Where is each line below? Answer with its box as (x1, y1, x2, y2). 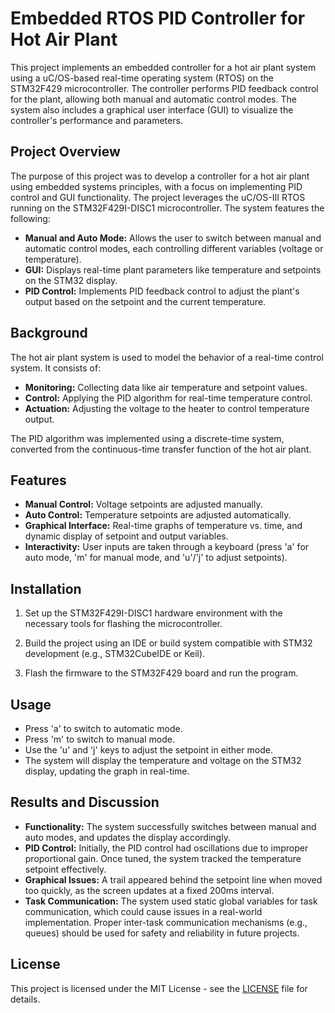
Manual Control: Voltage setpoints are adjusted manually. (24, 498, 263, 511)
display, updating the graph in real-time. (24, 765, 190, 777)
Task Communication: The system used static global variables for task (24, 895, 318, 907)
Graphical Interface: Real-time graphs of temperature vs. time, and (24, 520, 303, 532)
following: (10, 212, 51, 224)
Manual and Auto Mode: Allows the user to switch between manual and (24, 232, 322, 244)
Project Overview (10, 143, 121, 161)
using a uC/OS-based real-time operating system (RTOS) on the (10, 72, 274, 84)
